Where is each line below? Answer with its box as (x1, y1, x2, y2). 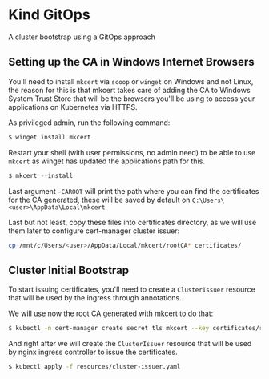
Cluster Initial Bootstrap (8, 263, 130, 277)
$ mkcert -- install (8, 171, 74, 179)
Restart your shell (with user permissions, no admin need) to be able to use (8, 147, 256, 157)
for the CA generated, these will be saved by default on (8, 195, 191, 204)
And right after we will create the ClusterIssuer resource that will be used (8, 339, 252, 349)
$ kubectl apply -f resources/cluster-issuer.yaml (8, 363, 181, 371)
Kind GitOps (8, 6, 90, 24)
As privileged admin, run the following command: (8, 118, 171, 127)
